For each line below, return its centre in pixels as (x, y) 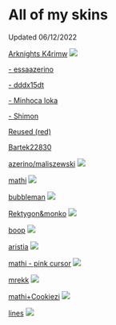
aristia (18, 246)
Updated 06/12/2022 (43, 37)
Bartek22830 (30, 147)
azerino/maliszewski (42, 163)
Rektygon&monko (38, 213)
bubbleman (27, 197)
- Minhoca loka (33, 100)
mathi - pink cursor (40, 263)
